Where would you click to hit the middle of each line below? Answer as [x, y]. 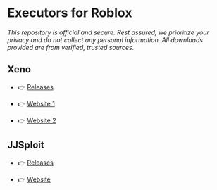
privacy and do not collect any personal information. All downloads [105, 39]
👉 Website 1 [36, 103]
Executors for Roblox [70, 13]
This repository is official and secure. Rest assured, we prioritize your [108, 32]
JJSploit [26, 145]
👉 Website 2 [37, 120]
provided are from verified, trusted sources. [71, 47]
